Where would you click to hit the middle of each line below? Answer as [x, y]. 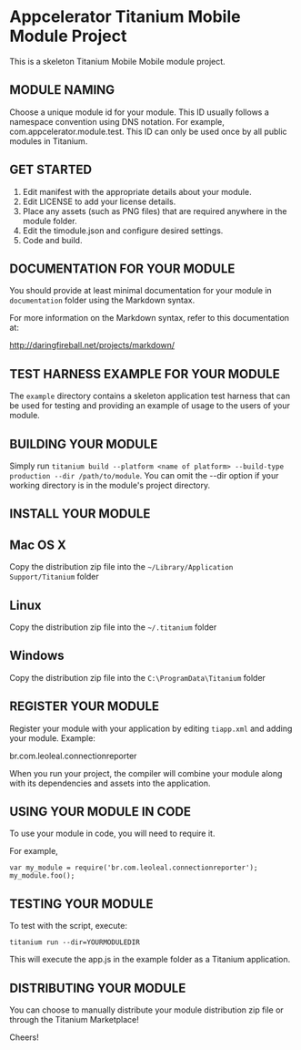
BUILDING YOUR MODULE [84, 444]
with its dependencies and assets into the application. [110, 783]
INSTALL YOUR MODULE [80, 514]
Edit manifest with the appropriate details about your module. [137, 191]
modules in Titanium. [49, 141]
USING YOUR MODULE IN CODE [100, 812]
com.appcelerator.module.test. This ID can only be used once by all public [149, 131]
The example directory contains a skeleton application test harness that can [150, 396]
